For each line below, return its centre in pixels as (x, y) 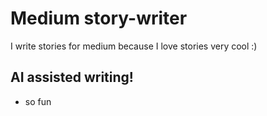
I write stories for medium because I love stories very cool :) (134, 46)
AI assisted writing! (72, 77)
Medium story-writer (99, 18)
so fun (38, 101)
